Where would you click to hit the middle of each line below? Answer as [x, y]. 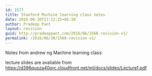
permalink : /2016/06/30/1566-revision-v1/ [51, 39]
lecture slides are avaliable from [39, 62]
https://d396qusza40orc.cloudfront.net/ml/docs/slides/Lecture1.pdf [76, 68]
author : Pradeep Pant [28, 24]
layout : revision [24, 29]
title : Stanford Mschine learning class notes [55, 15]
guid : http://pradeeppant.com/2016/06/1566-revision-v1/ [67, 33]
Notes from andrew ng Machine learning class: [54, 52]
